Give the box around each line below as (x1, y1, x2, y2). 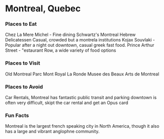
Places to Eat (5, 21, 37, 28)
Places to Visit (5, 60, 41, 67)
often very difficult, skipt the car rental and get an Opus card (5, 100, 128, 106)
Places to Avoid (5, 83, 43, 90)
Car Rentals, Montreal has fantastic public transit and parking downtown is (5, 95, 157, 101)
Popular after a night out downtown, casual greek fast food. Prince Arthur (5, 42, 155, 48)
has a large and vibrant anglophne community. (5, 129, 100, 135)
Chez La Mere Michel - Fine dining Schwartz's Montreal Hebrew (5, 32, 136, 37)
